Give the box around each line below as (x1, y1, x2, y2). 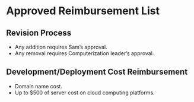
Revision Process (6, 28, 72, 38)
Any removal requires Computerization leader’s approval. (14, 50, 154, 57)
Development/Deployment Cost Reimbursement (6, 67, 188, 77)
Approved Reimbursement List (6, 4, 160, 18)
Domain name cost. (14, 82, 62, 90)
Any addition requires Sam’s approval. (14, 43, 108, 50)
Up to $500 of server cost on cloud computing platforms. (14, 89, 155, 96)
